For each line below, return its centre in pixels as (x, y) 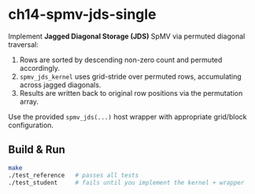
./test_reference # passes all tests (74, 175)
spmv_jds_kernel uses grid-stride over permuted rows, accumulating (130, 76)
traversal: (24, 44)
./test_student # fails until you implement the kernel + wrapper (126, 182)
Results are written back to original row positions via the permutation (131, 93)
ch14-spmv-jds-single (82, 15)
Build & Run (37, 150)
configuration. (31, 125)
